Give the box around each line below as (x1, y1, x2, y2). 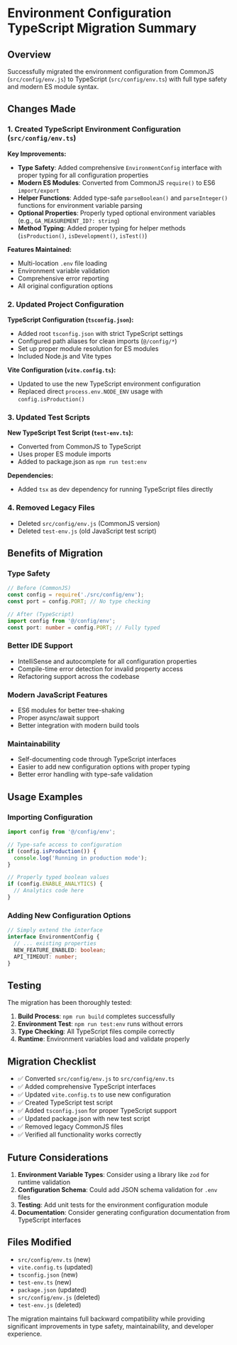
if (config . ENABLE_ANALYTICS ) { (7, 880, 103, 887)
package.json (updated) (17, 1285, 87, 1294)
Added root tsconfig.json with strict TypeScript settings (17, 329, 183, 337)
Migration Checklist (7, 1055, 97, 1067)
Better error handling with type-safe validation (17, 770, 153, 779)
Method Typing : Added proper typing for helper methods (17, 223, 186, 232)
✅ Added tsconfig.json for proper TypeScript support (17, 1107, 177, 1115)
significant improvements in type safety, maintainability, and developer (7, 1322, 214, 1330)
